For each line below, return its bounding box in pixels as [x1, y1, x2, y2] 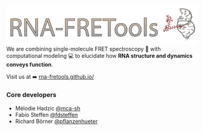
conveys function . [6, 61, 53, 68]
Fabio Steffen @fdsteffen [15, 111, 78, 118]
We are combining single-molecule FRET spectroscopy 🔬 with [6, 45, 161, 53]
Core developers [6, 91, 57, 99]
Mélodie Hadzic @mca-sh [15, 104, 81, 112]
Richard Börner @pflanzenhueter [15, 118, 98, 125]
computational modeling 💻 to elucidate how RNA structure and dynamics [6, 52, 193, 60]
